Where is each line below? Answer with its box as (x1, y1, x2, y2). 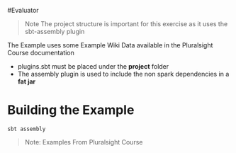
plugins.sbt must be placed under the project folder (17, 62, 169, 70)
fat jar (17, 77, 36, 86)
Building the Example (7, 102, 135, 118)
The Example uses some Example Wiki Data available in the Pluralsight (7, 41, 213, 49)
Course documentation (7, 49, 74, 57)
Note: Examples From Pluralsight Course (24, 137, 143, 146)
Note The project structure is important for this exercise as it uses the (24, 20, 228, 28)
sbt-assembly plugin (24, 28, 85, 35)
